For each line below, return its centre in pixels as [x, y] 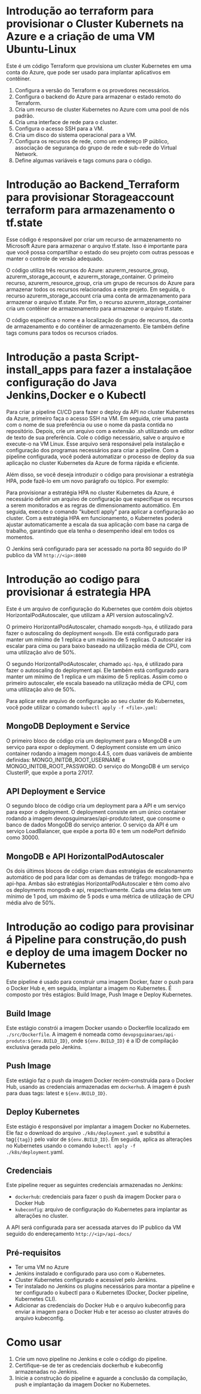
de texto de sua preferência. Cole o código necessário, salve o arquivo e [96, 437]
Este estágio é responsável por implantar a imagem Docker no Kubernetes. [98, 1126]
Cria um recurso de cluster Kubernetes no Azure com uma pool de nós [102, 109]
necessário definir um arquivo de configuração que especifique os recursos [100, 498]
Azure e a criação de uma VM [81, 37]
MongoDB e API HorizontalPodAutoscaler [85, 856]
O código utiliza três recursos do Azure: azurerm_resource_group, [88, 270]
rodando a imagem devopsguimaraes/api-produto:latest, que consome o [96, 818]
